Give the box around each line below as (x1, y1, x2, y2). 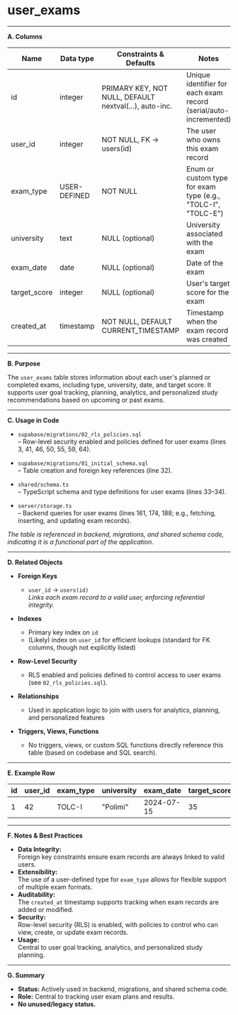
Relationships (17, 691, 59, 701)
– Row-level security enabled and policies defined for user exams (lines (17, 437, 227, 446)
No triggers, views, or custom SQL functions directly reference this (28, 740, 224, 749)
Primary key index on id (28, 627, 98, 637)
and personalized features (28, 713, 105, 722)
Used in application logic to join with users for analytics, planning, (28, 706, 220, 714)
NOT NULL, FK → (101, 134, 159, 144)
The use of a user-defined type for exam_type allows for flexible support (17, 875, 227, 884)
